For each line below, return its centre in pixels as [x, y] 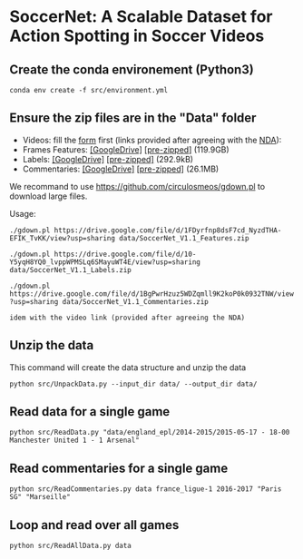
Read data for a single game [90, 412]
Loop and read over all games [94, 525]
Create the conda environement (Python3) [132, 69]
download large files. [49, 196]
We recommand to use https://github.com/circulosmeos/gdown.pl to [137, 186]
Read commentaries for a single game [119, 468]
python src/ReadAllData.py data [70, 546]
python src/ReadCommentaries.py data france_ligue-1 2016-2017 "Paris [146, 489]
